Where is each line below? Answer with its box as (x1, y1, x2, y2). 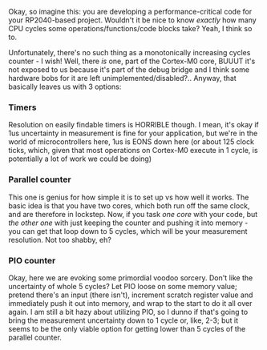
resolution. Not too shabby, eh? (8, 235, 112, 244)
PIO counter (8, 255, 56, 266)
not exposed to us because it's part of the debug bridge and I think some (8, 65, 250, 74)
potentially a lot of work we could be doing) (8, 154, 152, 163)
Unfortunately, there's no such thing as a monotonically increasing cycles (8, 48, 251, 57)
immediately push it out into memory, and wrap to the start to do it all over (8, 298, 253, 308)
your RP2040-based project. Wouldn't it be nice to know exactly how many (8, 15, 257, 25)
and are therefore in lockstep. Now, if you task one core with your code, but (8, 209, 258, 219)
